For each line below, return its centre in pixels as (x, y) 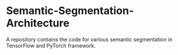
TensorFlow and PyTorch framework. (51, 46)
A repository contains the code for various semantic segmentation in (89, 39)
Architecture (38, 23)
